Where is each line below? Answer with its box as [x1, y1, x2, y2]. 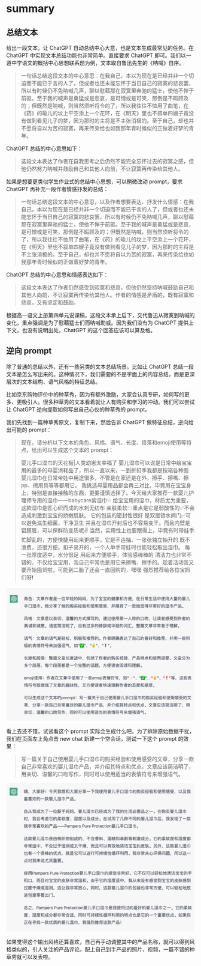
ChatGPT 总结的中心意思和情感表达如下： [6, 271, 109, 278]
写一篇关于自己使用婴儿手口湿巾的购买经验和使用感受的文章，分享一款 [20, 755, 194, 762]
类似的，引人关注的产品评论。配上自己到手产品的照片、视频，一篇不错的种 [11, 946, 195, 953]
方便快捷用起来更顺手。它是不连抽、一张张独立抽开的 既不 [47, 536, 190, 543]
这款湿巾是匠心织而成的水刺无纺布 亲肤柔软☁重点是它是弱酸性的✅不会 [20, 504, 195, 511]
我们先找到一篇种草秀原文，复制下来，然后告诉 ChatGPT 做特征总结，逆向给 [6, 418, 194, 425]
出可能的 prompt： [6, 426, 52, 433]
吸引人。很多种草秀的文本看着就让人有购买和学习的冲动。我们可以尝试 [22, 398, 195, 406]
